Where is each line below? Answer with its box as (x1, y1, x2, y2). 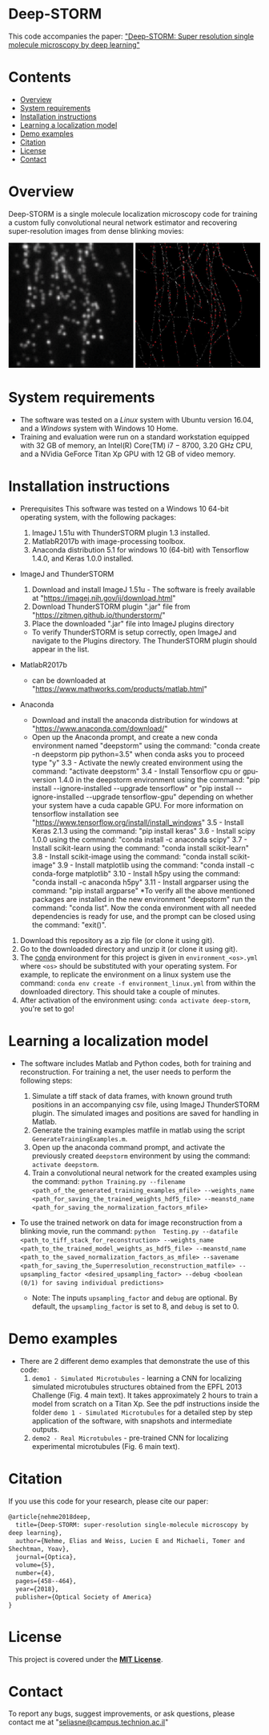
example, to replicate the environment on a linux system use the (19, 970, 231, 979)
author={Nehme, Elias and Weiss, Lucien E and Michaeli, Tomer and (15, 1537, 246, 1545)
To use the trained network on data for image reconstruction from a (19, 1218, 243, 1227)
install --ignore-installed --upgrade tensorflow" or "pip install (31, 783, 234, 793)
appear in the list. (31, 644, 90, 654)
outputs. (31, 1424, 60, 1434)
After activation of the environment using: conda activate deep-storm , (19, 995, 251, 1005)
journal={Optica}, (15, 1553, 78, 1561)
